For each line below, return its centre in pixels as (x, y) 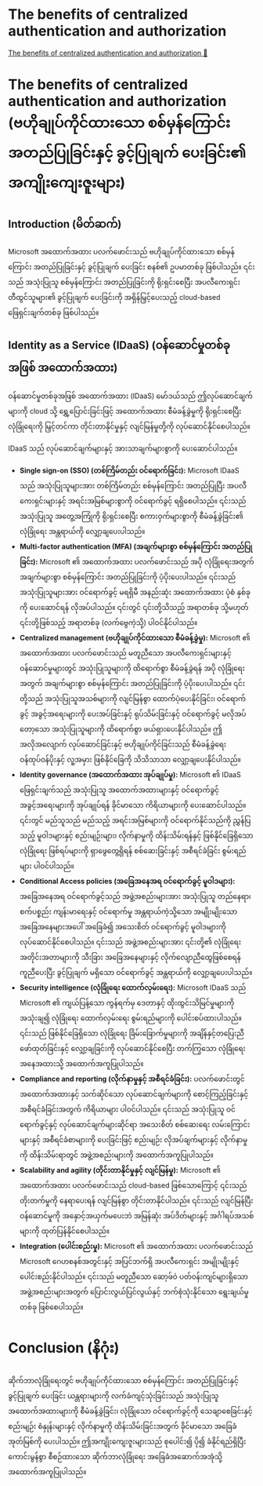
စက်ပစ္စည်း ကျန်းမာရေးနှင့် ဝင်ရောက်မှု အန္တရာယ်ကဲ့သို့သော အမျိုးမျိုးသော (128, 911)
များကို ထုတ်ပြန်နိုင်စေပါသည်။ (64, 1231)
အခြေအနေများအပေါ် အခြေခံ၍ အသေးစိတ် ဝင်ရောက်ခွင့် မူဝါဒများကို (123, 926)
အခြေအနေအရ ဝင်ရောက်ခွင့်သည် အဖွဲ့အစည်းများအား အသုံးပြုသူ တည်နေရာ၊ (135, 896)
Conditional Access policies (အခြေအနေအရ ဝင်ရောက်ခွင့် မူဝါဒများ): (127, 881)
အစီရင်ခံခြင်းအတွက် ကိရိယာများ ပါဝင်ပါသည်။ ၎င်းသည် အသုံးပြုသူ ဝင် (128, 1109)
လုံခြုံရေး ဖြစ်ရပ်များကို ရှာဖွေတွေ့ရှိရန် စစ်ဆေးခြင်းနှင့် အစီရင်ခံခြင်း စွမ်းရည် (133, 850)
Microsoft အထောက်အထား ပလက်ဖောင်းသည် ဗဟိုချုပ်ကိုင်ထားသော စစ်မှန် (121, 251)
